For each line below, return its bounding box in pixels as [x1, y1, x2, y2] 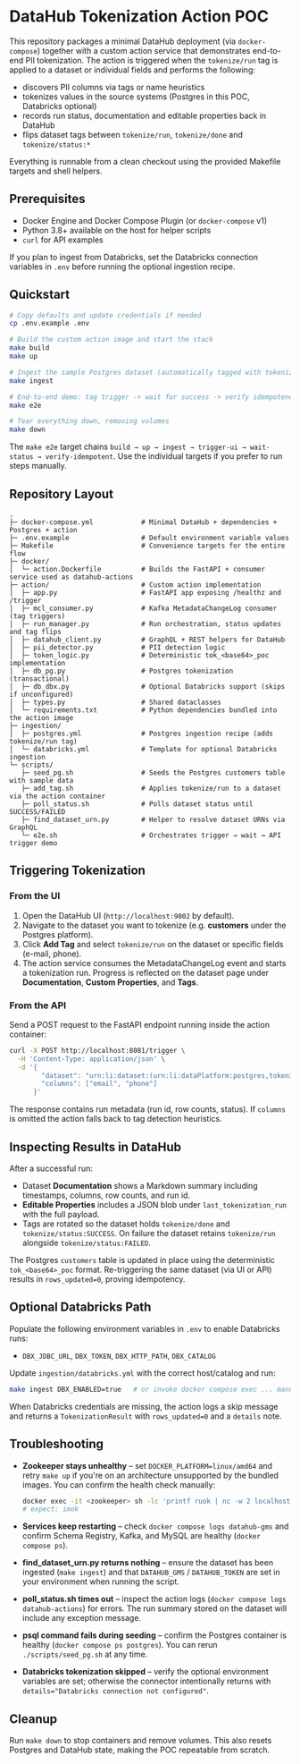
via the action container [9, 792, 105, 801]
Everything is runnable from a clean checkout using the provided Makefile [9, 156, 281, 166]
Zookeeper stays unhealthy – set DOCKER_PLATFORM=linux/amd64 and [21, 1460, 273, 1471]
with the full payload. [21, 1209, 100, 1220]
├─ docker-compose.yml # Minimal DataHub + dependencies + [9, 518, 278, 527]
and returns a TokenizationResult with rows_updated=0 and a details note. [9, 1411, 283, 1421]
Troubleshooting [9, 1437, 104, 1452]
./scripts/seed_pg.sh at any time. [21, 1649, 148, 1660]
